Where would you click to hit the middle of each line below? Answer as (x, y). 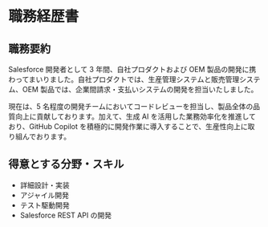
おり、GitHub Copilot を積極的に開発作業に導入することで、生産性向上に (128, 126)
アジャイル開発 (45, 195)
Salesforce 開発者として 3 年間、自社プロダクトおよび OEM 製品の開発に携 (132, 69)
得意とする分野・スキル (66, 164)
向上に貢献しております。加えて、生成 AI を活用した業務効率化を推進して (136, 116)
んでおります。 (46, 136)
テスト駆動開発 (45, 205)
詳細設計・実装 (45, 184)
